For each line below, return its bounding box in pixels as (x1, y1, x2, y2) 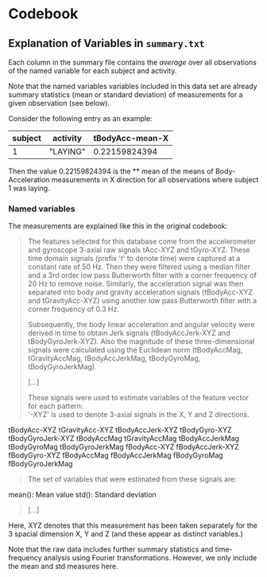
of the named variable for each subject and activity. (8, 66, 177, 76)
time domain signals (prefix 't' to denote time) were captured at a (27, 254, 241, 263)
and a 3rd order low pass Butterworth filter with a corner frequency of (27, 271, 257, 280)
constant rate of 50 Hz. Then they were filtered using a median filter (27, 262, 250, 271)
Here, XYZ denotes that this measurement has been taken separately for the (8, 520, 258, 530)
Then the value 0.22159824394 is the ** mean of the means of (8, 166, 215, 176)
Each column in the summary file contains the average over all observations (8, 57, 257, 67)
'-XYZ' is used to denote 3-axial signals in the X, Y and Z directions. (27, 410, 250, 419)
